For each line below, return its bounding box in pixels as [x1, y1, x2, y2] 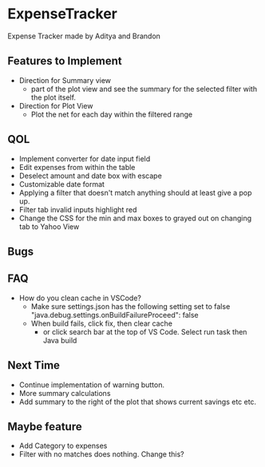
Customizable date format [18, 179, 105, 188]
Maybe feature [7, 420, 82, 433]
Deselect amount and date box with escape [18, 171, 163, 180]
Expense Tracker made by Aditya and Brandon [7, 31, 161, 41]
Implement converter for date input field [18, 153, 151, 164]
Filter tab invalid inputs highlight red [18, 204, 137, 214]
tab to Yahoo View [18, 221, 80, 232]
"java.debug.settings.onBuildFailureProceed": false [30, 310, 199, 319]
